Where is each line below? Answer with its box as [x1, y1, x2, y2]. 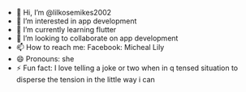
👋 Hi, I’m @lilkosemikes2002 [15, 8, 112, 17]
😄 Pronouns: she [15, 54, 75, 64]
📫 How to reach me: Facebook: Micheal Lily [15, 43, 165, 52]
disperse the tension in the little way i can [15, 75, 156, 84]
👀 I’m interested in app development [15, 16, 137, 26]
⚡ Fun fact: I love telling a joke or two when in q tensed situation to [15, 63, 239, 73]
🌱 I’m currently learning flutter [15, 25, 117, 34]
